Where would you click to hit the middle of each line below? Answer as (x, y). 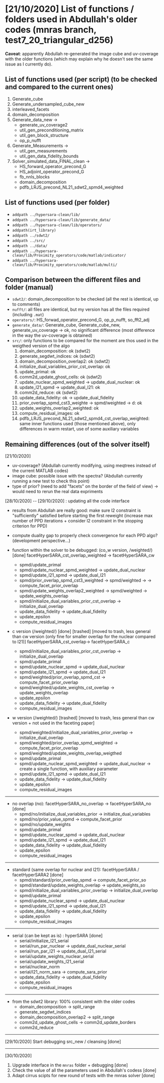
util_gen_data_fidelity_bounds (49, 156)
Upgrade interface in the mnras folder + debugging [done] (70, 1065)
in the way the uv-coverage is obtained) (52, 335)
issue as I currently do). (29, 64)
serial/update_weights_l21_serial (52, 962)
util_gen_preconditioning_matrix (51, 130)
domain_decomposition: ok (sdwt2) (55, 351)
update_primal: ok (38, 372)
